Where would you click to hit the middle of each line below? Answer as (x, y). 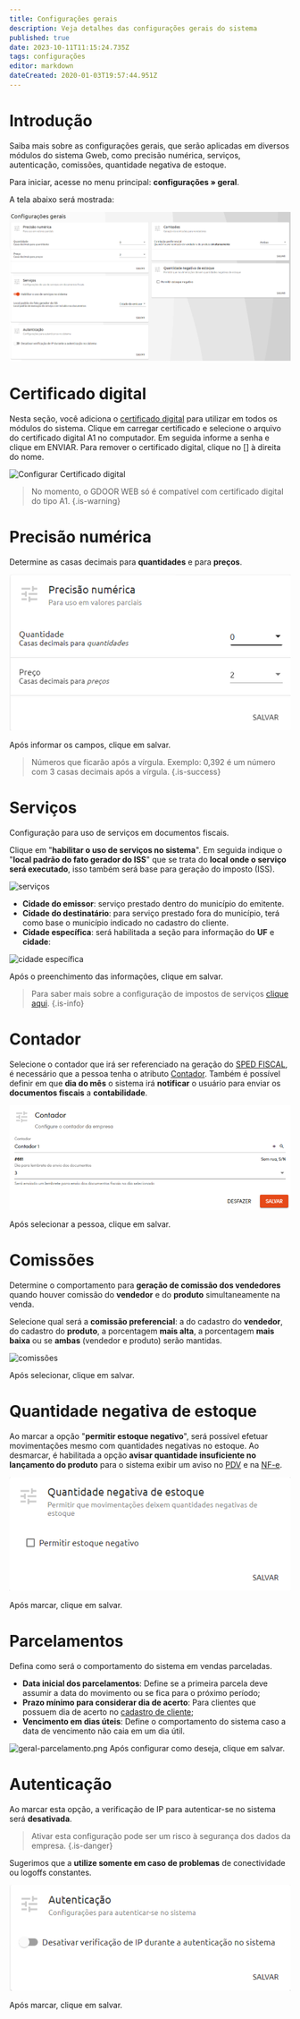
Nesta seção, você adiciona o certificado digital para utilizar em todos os (144, 418)
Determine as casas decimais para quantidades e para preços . (126, 562)
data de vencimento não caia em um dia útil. (104, 1731)
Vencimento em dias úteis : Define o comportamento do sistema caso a (154, 1722)
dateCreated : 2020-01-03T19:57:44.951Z (83, 76)
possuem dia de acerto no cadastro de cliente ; (108, 1712)
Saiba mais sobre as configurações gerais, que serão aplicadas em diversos (150, 145)
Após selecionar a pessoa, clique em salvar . (90, 1224)
